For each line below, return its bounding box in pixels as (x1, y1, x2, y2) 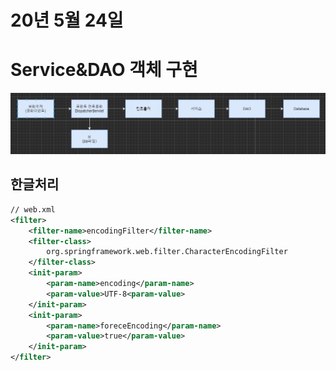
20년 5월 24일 (10, 9, 124, 32)
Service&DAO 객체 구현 (10, 59, 198, 81)
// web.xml (10, 204, 56, 215)
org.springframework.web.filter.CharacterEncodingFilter (46, 247, 288, 257)
